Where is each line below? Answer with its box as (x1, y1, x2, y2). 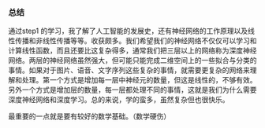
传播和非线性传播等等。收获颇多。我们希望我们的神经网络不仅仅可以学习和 (14, 36, 257, 46)
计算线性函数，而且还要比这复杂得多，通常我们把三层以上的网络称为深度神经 (8, 46, 257, 56)
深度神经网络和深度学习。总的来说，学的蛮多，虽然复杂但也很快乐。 (8, 95, 230, 104)
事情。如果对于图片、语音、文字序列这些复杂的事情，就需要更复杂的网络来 (8, 65, 250, 75)
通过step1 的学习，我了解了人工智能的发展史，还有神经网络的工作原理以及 (8, 26, 248, 36)
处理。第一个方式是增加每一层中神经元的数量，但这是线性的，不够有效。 (21, 75, 257, 85)
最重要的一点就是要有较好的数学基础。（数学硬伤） (8, 112, 171, 121)
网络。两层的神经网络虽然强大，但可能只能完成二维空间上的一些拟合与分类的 (8, 56, 257, 65)
